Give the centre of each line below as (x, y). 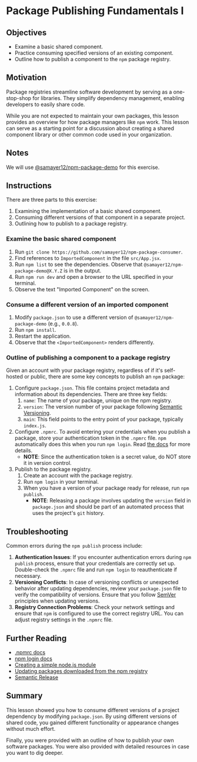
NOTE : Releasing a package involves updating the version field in (111, 501)
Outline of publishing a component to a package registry (88, 357)
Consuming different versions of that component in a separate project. (100, 217)
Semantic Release (36, 677)
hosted (15, 377)
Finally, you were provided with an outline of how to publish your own (90, 740)
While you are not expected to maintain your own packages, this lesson (93, 115)
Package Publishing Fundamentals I (95, 11)
